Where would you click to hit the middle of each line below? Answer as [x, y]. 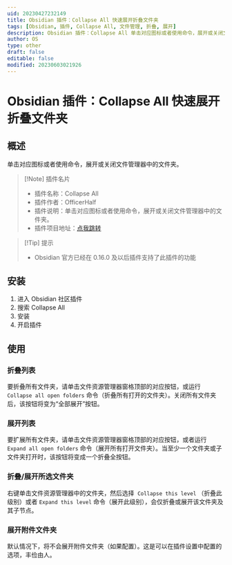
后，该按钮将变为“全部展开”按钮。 [55, 404]
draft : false [26, 52]
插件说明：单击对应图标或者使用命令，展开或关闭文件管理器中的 [125, 211]
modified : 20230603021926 [44, 65]
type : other [24, 46]
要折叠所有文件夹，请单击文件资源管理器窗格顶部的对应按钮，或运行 [104, 387]
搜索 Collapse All [41, 307]
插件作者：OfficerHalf [65, 202]
